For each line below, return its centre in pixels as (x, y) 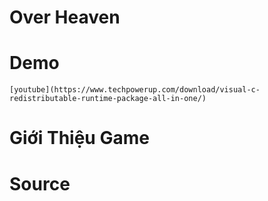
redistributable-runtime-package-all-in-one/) (108, 99)
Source (40, 183)
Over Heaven (65, 17)
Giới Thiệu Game (79, 138)
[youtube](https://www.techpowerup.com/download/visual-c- (135, 90)
